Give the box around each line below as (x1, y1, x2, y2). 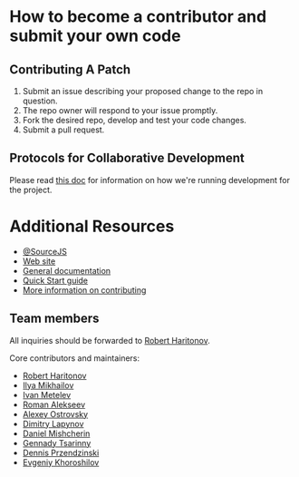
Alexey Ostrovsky (22, 408, 89, 419)
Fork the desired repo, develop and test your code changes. (22, 115, 247, 125)
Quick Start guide (22, 275, 89, 286)
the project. (9, 184, 53, 195)
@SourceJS (22, 246, 68, 257)
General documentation (22, 265, 111, 276)
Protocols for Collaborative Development (9, 151, 245, 166)
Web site (22, 256, 56, 267)
